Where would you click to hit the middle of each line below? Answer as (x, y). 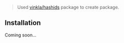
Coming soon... (20, 35)
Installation (23, 23)
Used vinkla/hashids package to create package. (68, 7)
